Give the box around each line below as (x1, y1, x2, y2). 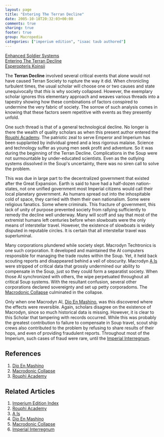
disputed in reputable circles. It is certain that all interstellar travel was (5, 227, 146, 233)
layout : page (5, 7, 32, 12)
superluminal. (5, 233, 33, 238)
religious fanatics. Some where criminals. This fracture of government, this (5, 201, 156, 207)
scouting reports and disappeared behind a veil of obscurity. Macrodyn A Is (5, 258, 158, 263)
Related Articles (5, 387, 55, 396)
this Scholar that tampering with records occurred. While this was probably (5, 314, 157, 320)
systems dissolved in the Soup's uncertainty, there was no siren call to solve (5, 160, 159, 166)
